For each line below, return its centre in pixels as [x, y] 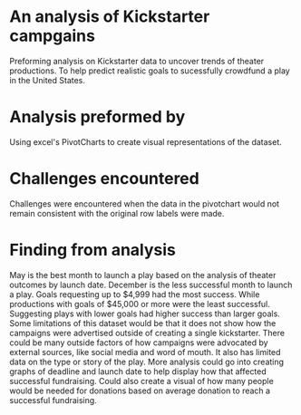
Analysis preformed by [97, 117]
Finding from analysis [93, 250]
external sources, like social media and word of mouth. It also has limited [145, 352]
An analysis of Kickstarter [110, 17]
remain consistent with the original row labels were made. [117, 213]
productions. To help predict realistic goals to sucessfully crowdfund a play [150, 71]
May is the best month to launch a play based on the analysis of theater [143, 275]
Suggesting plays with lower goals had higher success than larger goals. [145, 314]
